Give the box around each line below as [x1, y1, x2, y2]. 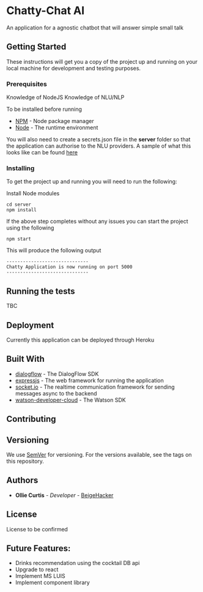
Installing [6, 163, 35, 172]
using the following [6, 224, 54, 231]
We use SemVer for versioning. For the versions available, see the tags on [6, 451, 192, 458]
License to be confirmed [6, 525, 68, 533]
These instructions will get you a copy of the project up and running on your [6, 58, 197, 65]
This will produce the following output [6, 247, 102, 254]
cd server [6, 201, 32, 208]
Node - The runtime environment [15, 124, 98, 132]
